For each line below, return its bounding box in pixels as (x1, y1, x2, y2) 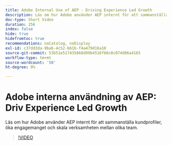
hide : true (5, 31, 29, 36)
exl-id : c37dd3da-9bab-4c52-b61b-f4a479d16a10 (5, 46, 106, 51)
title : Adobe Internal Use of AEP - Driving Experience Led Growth (5, 7, 153, 13)
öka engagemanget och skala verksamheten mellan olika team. (5, 125, 138, 131)
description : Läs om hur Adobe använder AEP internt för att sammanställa (5, 12, 168, 17)
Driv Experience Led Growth (5, 102, 127, 114)
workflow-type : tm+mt (5, 55, 52, 60)
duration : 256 (5, 22, 36, 27)
